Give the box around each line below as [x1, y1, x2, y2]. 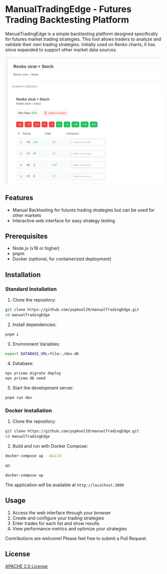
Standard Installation [5, 285, 57, 293]
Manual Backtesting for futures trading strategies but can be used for [12, 207, 155, 213]
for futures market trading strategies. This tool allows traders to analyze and [5, 36, 162, 42]
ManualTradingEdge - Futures [5, 4, 132, 15]
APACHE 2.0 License [5, 563, 48, 569]
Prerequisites [5, 232, 48, 240]
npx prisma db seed [5, 376, 46, 381]
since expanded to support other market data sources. [5, 47, 117, 53]
